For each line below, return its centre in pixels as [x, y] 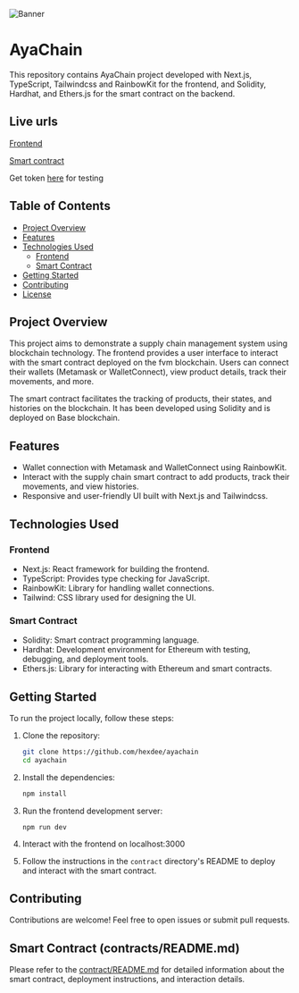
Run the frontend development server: [92, 811]
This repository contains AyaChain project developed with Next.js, [131, 74]
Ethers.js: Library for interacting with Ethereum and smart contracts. [147, 669]
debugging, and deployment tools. [85, 659]
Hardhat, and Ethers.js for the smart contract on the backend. [122, 93]
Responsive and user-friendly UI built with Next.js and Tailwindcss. [145, 496]
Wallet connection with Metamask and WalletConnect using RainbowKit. [154, 467]
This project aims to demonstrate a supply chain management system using [149, 343]
